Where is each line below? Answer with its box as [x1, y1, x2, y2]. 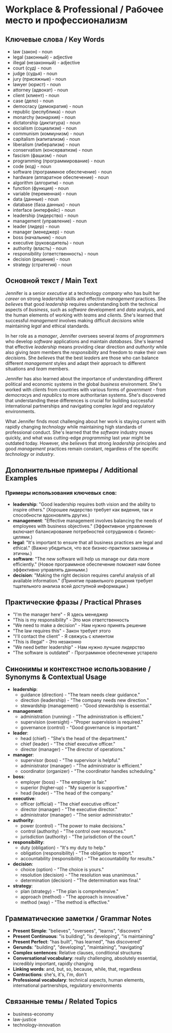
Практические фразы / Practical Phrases [5, 598, 142, 606]
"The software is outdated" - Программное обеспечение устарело [12, 650, 158, 656]
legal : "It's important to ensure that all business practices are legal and [12, 539, 163, 545]
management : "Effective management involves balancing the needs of [12, 518, 163, 524]
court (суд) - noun [12, 65, 52, 71]
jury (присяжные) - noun [12, 76, 67, 82]
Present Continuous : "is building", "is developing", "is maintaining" [12, 933, 155, 939]
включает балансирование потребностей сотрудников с [12, 528, 138, 534]
